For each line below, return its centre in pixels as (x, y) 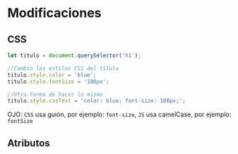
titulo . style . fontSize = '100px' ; (59, 82)
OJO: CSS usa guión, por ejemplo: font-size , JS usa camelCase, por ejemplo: (119, 114)
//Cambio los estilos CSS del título (63, 68)
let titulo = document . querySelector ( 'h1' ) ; (74, 55)
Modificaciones (54, 13)
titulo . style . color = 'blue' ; (52, 75)
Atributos (29, 143)
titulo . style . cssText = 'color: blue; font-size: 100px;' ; (97, 101)
